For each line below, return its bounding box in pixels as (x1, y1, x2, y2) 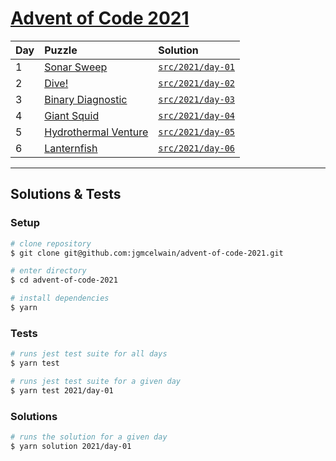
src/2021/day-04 (158, 110, 236, 121)
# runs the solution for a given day (10, 432, 168, 442)
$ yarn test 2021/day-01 (10, 385, 114, 396)
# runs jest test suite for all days (10, 349, 168, 359)
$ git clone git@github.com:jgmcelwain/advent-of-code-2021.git (10, 248, 284, 258)
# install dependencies (10, 293, 110, 304)
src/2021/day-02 (158, 77, 236, 89)
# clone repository (10, 238, 92, 249)
